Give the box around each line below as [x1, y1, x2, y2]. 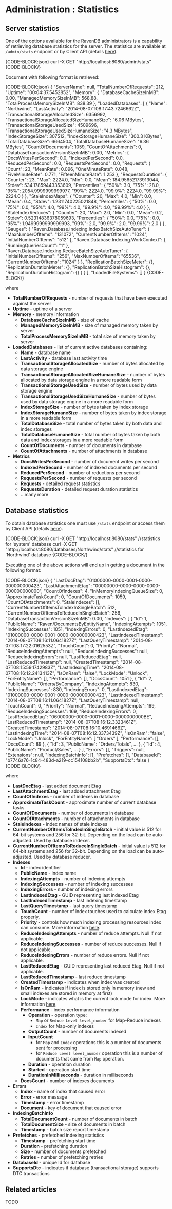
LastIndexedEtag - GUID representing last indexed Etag [20, 891, 139, 898]
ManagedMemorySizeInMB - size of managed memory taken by [20, 322, 158, 328]
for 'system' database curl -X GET [5, 541, 78, 547]
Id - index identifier [20, 864, 61, 870]
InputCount [28, 1034, 53, 1040]
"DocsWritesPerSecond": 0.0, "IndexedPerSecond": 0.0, [5, 155, 124, 161]
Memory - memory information [12, 311, 79, 317]
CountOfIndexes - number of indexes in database [12, 793, 119, 799]
